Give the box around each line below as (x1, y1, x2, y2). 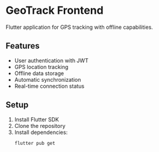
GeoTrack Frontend (5, 4, 104, 17)
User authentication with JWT (14, 56, 89, 64)
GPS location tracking (14, 63, 69, 70)
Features (5, 41, 40, 51)
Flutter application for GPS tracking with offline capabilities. (5, 23, 153, 31)
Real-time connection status (14, 82, 85, 90)
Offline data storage (14, 70, 64, 77)
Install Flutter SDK (14, 115, 60, 123)
